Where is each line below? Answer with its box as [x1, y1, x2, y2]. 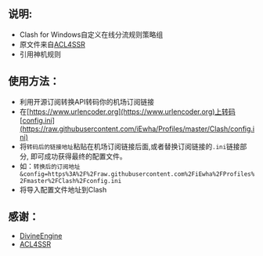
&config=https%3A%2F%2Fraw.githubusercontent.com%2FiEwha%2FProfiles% [19, 170, 255, 178]
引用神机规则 [19, 49, 61, 59]
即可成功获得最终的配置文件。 [30, 152, 127, 161]
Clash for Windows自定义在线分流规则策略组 [19, 30, 164, 39]
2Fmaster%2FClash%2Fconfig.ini [19, 177, 122, 185]
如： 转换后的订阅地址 [19, 161, 81, 170]
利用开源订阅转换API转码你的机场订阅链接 [19, 97, 155, 106]
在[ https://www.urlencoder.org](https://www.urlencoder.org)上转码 [19, 107, 236, 116]
